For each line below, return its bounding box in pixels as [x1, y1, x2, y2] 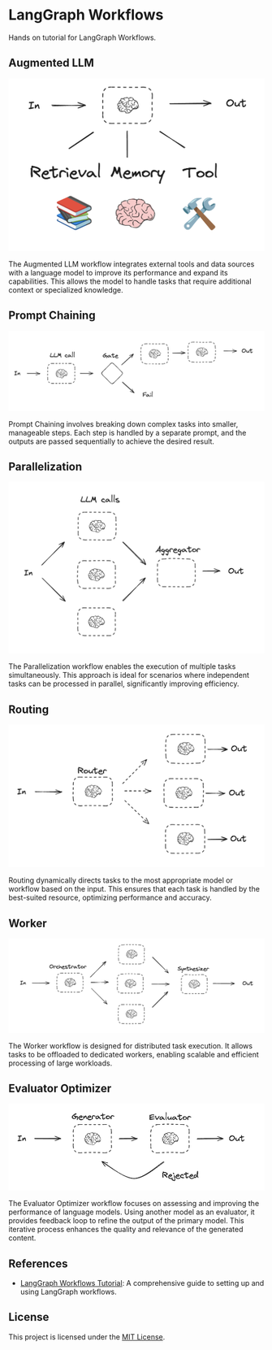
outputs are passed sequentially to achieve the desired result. [8, 436, 215, 446]
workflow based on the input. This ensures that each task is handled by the [8, 884, 260, 894]
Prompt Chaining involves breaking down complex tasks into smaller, [8, 419, 239, 428]
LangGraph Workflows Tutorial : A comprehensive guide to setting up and [19, 1278, 265, 1287]
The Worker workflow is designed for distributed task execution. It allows [8, 1040, 253, 1050]
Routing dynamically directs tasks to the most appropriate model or [8, 875, 233, 885]
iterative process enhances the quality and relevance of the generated [8, 1225, 244, 1235]
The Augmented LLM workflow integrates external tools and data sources [8, 258, 255, 269]
